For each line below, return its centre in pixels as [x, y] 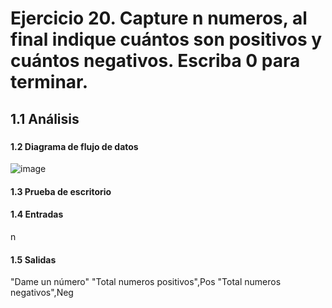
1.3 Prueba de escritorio [61, 191]
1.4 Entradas [37, 214]
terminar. [49, 82]
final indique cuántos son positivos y [166, 39]
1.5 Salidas [33, 259]
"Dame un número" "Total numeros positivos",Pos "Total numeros [146, 282]
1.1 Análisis [45, 118]
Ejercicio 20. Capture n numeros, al [159, 18]
